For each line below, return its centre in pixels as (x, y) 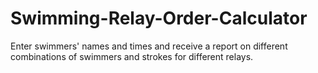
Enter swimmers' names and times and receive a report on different (149, 46)
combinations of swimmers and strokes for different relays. (132, 56)
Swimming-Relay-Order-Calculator (159, 18)
